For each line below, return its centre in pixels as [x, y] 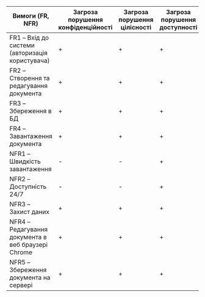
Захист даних [30, 212]
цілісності [136, 27]
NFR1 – [20, 154]
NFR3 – [20, 204]
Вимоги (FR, [31, 16]
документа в [28, 237]
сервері [21, 285]
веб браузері [28, 245]
